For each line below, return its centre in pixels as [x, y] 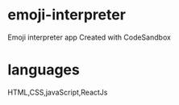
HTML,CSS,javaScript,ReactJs [58, 92]
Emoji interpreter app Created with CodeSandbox [89, 37]
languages [44, 70]
